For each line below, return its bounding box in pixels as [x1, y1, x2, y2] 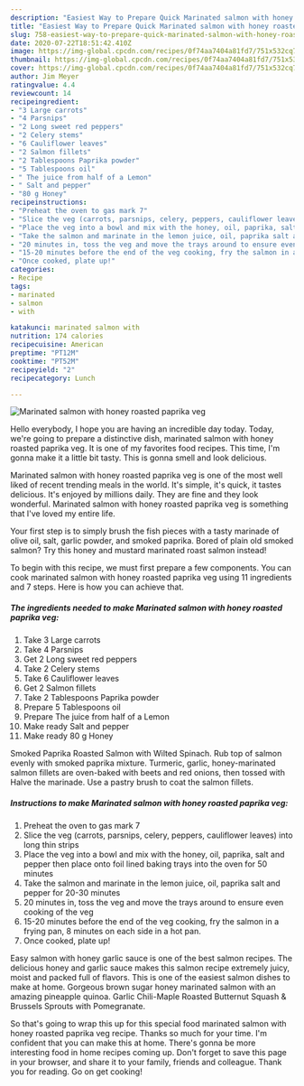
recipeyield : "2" [10, 365, 76, 375]
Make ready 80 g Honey [23, 730, 114, 741]
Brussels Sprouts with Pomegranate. [10, 1001, 146, 1012]
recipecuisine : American [10, 340, 104, 349]
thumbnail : [10, 55, 51, 64]
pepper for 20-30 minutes [23, 887, 121, 898]
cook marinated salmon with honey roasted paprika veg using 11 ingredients [10, 572, 292, 583]
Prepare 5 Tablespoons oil [23, 701, 121, 713]
